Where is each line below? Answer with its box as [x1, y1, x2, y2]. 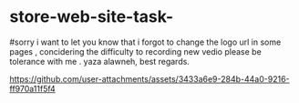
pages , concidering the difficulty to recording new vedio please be [9, 46, 262, 57]
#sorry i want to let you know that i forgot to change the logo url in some [9, 36, 282, 47]
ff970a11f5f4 [9, 83, 57, 94]
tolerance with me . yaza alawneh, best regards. [9, 56, 190, 67]
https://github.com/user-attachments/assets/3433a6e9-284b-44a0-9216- [9, 73, 290, 84]
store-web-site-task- [9, 6, 174, 27]
